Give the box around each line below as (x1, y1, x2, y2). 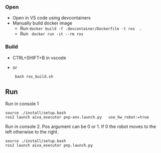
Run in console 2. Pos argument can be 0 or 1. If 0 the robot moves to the (5, 123, 156, 129)
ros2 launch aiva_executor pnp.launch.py (5, 143, 93, 148)
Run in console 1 (5, 101, 39, 107)
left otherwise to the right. (5, 129, 59, 135)
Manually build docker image (12, 20, 73, 26)
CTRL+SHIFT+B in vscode (12, 54, 66, 60)
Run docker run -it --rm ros (20, 31, 84, 37)
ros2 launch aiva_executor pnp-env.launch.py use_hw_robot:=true (5, 115, 149, 120)
